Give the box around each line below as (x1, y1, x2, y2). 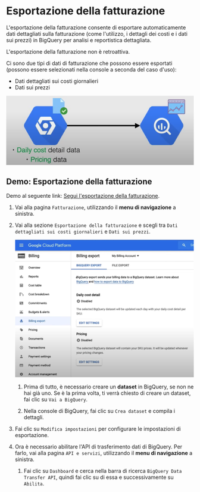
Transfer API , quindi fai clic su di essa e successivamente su (23, 474, 174, 481)
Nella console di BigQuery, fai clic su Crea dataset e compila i (23, 407, 176, 415)
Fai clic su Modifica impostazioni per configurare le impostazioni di (14, 425, 181, 432)
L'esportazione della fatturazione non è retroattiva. (6, 48, 130, 55)
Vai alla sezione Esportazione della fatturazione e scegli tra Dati (14, 222, 178, 229)
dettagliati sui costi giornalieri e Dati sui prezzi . (14, 228, 151, 235)
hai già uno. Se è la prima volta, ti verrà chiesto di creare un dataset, (23, 389, 191, 397)
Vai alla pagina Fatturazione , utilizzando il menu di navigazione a (14, 204, 176, 211)
